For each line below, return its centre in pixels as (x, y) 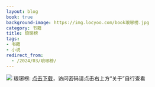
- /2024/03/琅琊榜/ (34, 61)
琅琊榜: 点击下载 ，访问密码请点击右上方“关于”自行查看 (80, 78)
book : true (20, 17)
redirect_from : (25, 55)
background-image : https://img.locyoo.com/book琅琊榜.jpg (78, 22)
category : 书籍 (24, 28)
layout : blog (22, 11)
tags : (13, 39)
